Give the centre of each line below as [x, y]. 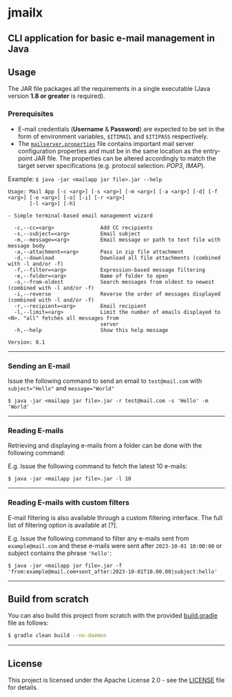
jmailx [25, 13]
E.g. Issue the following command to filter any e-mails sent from [98, 538]
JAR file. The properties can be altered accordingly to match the [125, 158]
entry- [212, 151]
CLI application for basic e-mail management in [112, 38]
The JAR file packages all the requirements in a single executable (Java [109, 89]
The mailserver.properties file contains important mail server [106, 143]
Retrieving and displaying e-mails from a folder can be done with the [105, 446]
